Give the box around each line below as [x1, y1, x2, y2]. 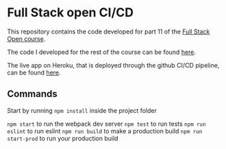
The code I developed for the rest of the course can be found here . [7, 48, 197, 56]
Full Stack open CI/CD [7, 5, 134, 21]
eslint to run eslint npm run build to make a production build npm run [7, 126, 203, 135]
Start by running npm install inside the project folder [7, 106, 158, 114]
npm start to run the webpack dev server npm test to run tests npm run [7, 120, 206, 128]
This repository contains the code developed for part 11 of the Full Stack [7, 27, 210, 36]
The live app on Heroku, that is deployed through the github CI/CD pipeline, [7, 61, 220, 69]
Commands [7, 88, 58, 100]
